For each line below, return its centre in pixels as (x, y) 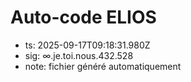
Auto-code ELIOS (83, 17)
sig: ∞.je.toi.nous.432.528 (79, 55)
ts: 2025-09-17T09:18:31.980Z (87, 45)
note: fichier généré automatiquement (103, 66)
